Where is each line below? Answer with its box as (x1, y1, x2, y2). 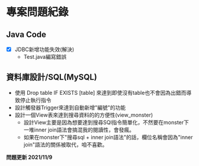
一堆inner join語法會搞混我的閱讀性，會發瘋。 (23, 126, 135, 133)
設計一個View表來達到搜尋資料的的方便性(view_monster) (14, 111, 153, 119)
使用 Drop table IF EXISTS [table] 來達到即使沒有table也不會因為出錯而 (14, 89, 187, 96)
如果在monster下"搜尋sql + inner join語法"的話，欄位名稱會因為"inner (23, 133, 193, 141)
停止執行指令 (20, 96, 52, 104)
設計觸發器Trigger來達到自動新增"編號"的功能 (14, 104, 126, 111)
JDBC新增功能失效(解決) (14, 46, 75, 53)
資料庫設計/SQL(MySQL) (6, 72, 98, 82)
